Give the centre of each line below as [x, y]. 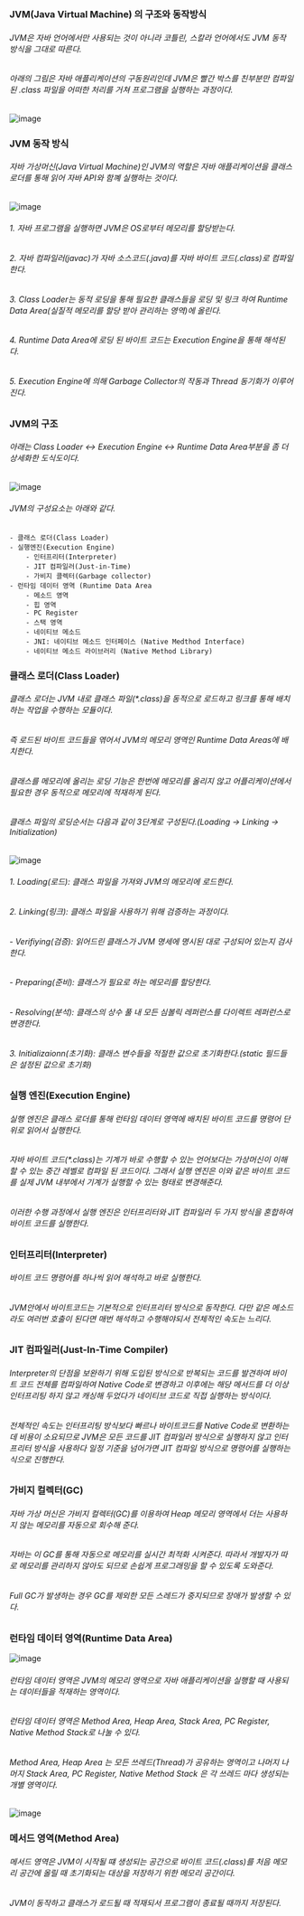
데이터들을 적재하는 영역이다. [69, 1691]
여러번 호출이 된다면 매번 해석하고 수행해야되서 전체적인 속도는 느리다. [149, 1319]
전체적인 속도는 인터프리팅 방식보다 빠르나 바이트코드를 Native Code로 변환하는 [149, 1425]
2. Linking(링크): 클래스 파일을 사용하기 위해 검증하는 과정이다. [120, 912]
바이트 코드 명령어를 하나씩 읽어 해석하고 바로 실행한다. [106, 1278]
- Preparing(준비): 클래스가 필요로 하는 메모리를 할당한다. [111, 982]
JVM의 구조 [34, 424]
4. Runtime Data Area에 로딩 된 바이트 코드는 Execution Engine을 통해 [135, 340]
